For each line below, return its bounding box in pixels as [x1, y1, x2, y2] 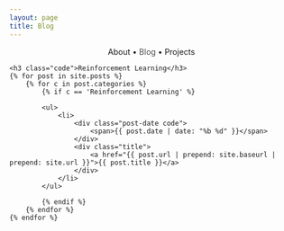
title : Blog [9, 22, 54, 31]
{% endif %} [41, 197, 87, 207]
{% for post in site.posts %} [9, 71, 124, 81]
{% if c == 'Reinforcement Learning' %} [41, 87, 196, 96]
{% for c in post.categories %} [25, 79, 147, 88]
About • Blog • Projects [107, 46, 196, 57]
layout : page [9, 13, 59, 22]
